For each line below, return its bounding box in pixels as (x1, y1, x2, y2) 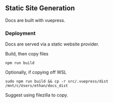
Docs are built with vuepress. (5, 17, 65, 23)
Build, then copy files (5, 51, 49, 57)
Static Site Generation (5, 4, 75, 12)
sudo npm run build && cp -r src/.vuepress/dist (5, 79, 108, 84)
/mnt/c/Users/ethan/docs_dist (5, 83, 68, 88)
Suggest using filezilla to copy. (5, 92, 68, 98)
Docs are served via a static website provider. (5, 41, 99, 47)
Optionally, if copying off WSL (5, 69, 66, 75)
